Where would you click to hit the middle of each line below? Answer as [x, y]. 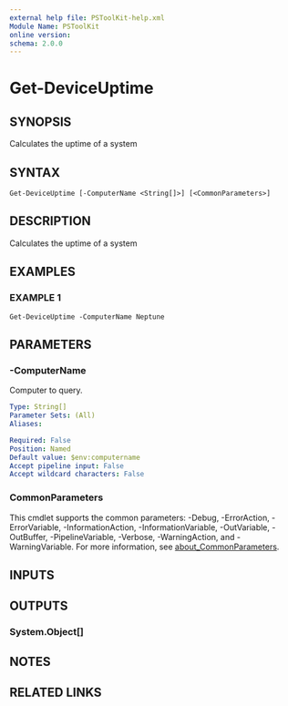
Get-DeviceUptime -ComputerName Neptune [87, 317]
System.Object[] [47, 632]
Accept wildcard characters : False [77, 475]
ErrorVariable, [36, 527]
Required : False [40, 440]
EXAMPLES [42, 272]
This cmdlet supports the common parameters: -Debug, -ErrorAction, [140, 517]
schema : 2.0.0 [36, 43]
